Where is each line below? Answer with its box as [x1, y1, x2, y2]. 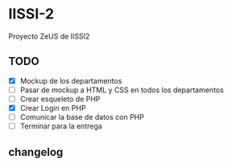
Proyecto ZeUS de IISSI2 [8, 31, 90, 41]
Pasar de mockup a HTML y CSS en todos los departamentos [19, 85, 224, 95]
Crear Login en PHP [19, 103, 86, 112]
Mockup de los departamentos [19, 75, 122, 85]
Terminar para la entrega [19, 121, 102, 131]
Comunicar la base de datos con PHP [19, 112, 145, 121]
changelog [8, 145, 64, 159]
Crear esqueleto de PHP [19, 94, 101, 104]
